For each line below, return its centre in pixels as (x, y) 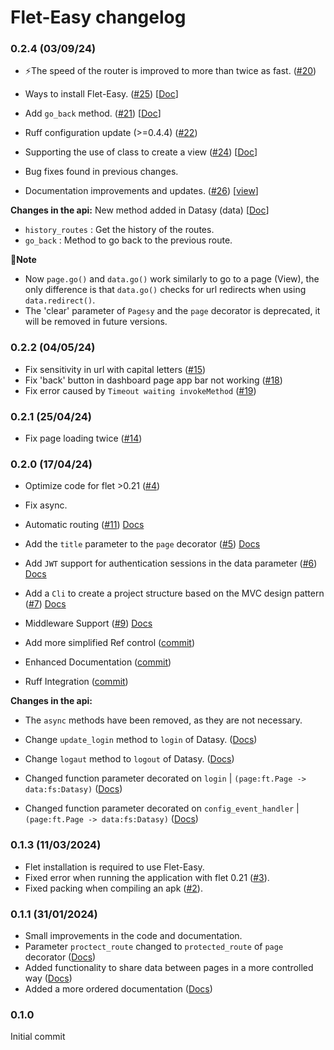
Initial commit (38, 1037)
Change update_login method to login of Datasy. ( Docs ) (141, 740)
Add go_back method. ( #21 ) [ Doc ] (93, 113)
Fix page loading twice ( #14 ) (83, 438)
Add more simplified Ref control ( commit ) (110, 643)
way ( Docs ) (48, 978)
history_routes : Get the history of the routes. (119, 230)
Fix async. (46, 505)
